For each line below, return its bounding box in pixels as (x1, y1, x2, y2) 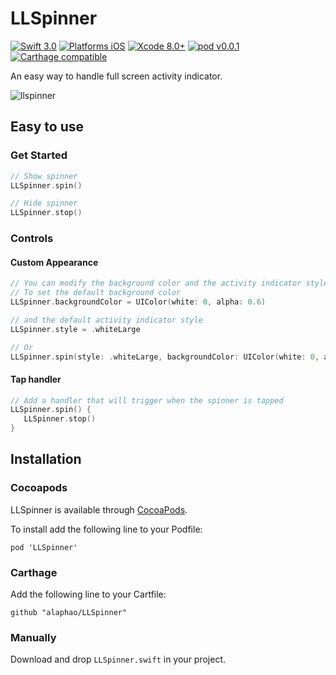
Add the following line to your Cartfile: (10, 588, 167, 601)
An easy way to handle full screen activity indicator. (10, 70, 223, 82)
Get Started (10, 148, 68, 162)
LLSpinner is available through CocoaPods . (10, 503, 188, 516)
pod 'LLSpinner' (10, 542, 78, 552)
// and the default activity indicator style (10, 315, 203, 325)
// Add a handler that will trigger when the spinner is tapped (10, 395, 284, 406)
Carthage (10, 565, 58, 579)
